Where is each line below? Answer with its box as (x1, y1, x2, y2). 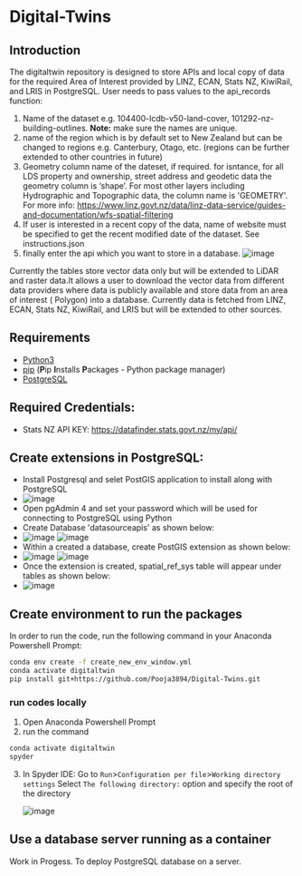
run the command (22, 726, 90, 737)
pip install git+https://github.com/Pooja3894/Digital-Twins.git (9, 675, 260, 684)
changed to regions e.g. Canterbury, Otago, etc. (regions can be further (22, 142, 290, 152)
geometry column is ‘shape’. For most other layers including (22, 180, 246, 191)
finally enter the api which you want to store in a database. (22, 248, 241, 258)
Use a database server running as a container (9, 832, 271, 847)
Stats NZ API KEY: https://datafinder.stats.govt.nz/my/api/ (22, 423, 238, 434)
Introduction (9, 43, 81, 58)
